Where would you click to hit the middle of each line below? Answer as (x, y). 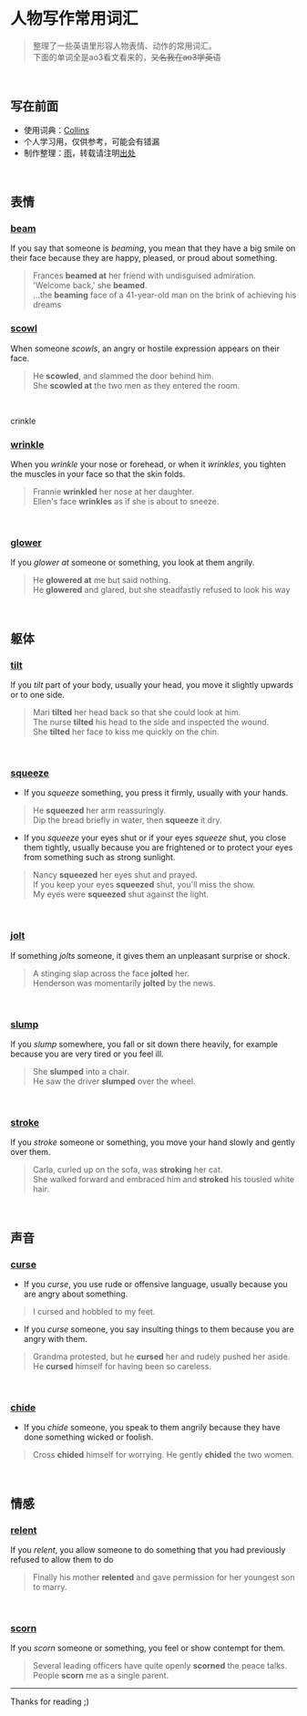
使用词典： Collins (56, 130)
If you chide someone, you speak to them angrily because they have (152, 1428)
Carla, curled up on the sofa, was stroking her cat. (128, 1170)
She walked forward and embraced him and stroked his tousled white (164, 1180)
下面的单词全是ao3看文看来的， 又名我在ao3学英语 (127, 57)
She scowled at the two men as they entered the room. (136, 385)
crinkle (23, 421)
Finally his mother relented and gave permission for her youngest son (164, 1577)
